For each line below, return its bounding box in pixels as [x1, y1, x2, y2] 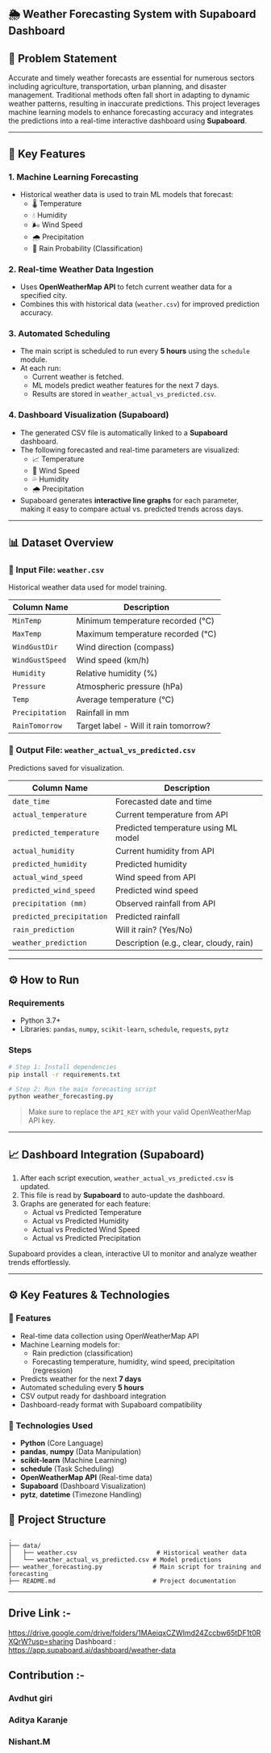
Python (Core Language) [19, 1438, 103, 1448]
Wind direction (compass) [76, 641, 175, 653]
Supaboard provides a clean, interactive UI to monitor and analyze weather [8, 1249, 257, 1259]
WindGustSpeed [12, 656, 67, 665]
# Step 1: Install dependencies [8, 1062, 117, 1071]
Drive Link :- [8, 1607, 71, 1621]
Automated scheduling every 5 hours [19, 1382, 144, 1392]
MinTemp [12, 616, 42, 625]
